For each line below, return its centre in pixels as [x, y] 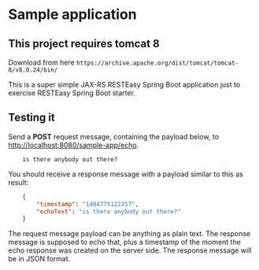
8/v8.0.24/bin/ [33, 70]
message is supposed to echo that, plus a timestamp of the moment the [125, 242]
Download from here [41, 62]
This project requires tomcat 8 [84, 44]
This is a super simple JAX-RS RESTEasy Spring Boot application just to [124, 85]
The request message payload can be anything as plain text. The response [129, 234]
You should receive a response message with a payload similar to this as [126, 174]
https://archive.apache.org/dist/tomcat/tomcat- [157, 63]
